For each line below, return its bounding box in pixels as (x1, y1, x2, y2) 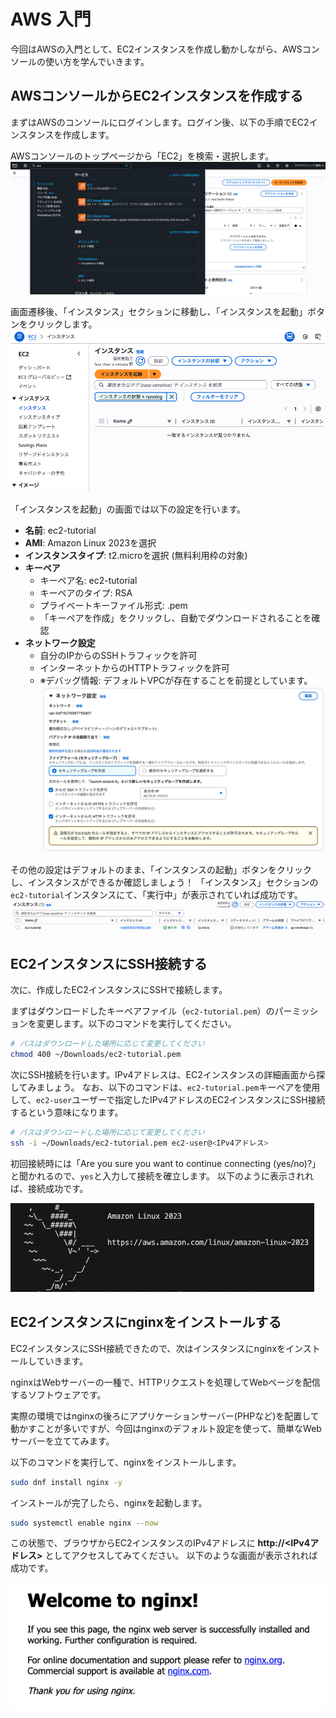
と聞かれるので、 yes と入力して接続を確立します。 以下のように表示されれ (10, 1170, 315, 1182)
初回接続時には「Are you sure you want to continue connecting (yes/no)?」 (10, 1157, 322, 1169)
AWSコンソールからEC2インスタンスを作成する (10, 88, 304, 105)
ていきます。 (36, 1355, 89, 1367)
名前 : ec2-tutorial (24, 525, 97, 537)
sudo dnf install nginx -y (10, 1477, 123, 1487)
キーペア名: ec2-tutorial (39, 575, 138, 587)
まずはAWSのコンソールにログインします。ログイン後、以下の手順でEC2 (10, 116, 310, 128)
